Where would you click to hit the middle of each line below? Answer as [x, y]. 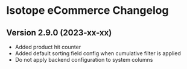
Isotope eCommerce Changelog [87, 10]
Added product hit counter [48, 47]
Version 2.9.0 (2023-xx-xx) [59, 33]
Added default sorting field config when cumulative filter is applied [98, 53]
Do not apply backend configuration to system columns [84, 60]
